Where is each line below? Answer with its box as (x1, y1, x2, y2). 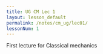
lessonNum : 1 (6, 25, 39, 32)
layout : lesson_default (6, 14, 67, 20)
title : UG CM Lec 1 (6, 8, 56, 15)
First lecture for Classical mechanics (6, 42, 98, 49)
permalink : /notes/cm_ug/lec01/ (6, 20, 88, 26)
